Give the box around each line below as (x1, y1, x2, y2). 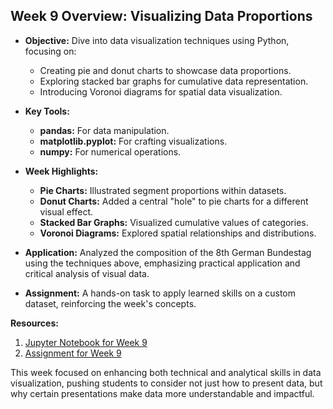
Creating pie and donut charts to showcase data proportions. (39, 64, 292, 76)
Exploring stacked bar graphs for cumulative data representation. (39, 75, 309, 87)
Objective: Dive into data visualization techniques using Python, (24, 34, 290, 46)
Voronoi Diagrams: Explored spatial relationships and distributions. (39, 227, 317, 239)
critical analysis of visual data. (24, 267, 150, 279)
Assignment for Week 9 (24, 347, 122, 359)
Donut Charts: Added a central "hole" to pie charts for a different (39, 195, 309, 207)
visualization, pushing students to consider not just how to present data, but (10, 377, 323, 389)
